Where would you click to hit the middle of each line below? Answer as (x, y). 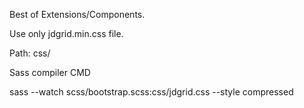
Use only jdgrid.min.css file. (66, 33)
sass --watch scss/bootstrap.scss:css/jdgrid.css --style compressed (151, 92)
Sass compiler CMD (50, 72)
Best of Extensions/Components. (77, 14)
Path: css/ (30, 53)
